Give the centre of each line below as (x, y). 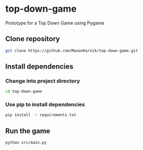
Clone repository (33, 39)
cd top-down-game (24, 92)
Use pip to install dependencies (45, 105)
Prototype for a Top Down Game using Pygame (55, 23)
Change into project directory (43, 81)
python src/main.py (26, 143)
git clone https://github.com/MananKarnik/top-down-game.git (72, 51)
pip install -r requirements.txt (41, 115)
